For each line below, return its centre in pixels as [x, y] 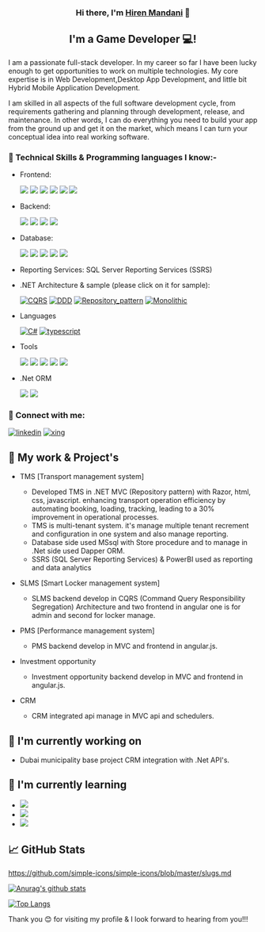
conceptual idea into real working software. [79, 136]
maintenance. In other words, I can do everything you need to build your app [133, 120]
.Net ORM [36, 378]
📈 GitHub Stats [47, 850]
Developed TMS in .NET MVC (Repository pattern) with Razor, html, [141, 492]
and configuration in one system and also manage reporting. [130, 534]
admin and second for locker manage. [93, 616]
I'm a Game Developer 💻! [133, 39]
